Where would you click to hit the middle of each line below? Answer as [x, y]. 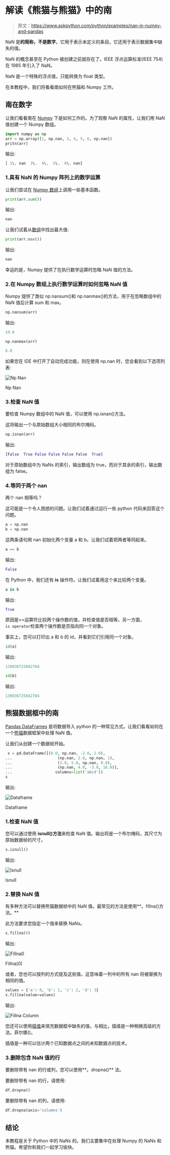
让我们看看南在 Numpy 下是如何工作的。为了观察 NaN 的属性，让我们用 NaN [85, 118]
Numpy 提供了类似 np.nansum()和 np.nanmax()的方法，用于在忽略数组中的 [83, 296]
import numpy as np [26, 134]
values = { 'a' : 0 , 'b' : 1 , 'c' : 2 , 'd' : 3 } [52, 990]
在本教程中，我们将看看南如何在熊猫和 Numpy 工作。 [61, 87]
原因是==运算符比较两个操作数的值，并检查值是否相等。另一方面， [75, 620]
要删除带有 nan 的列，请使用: [36, 1101]
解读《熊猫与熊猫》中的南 [59, 10]
